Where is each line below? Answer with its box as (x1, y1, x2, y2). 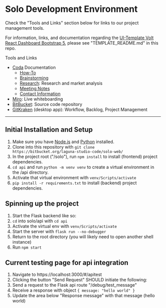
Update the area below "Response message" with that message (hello (12, 293, 155, 299)
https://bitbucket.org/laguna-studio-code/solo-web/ (12, 149, 124, 154)
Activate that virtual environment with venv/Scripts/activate (12, 174, 137, 180)
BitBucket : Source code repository (12, 101, 83, 107)
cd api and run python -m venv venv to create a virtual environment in (12, 164, 155, 170)
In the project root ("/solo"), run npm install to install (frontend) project (12, 154, 158, 159)
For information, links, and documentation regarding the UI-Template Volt (5, 35, 154, 41)
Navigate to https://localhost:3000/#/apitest (12, 271, 102, 278)
